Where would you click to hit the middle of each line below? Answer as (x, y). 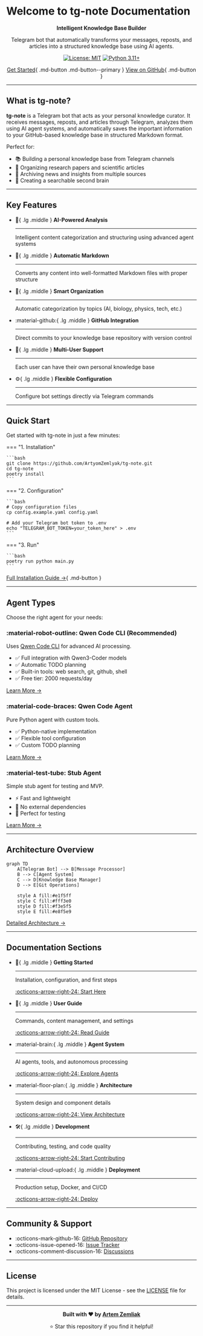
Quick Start (28, 421)
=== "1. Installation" (31, 447)
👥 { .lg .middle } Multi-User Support (59, 349)
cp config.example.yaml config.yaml (52, 513)
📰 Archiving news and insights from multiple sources (80, 174)
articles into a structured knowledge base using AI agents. (101, 46)
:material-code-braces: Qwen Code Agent (69, 706)
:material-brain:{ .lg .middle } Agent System (70, 1044)
